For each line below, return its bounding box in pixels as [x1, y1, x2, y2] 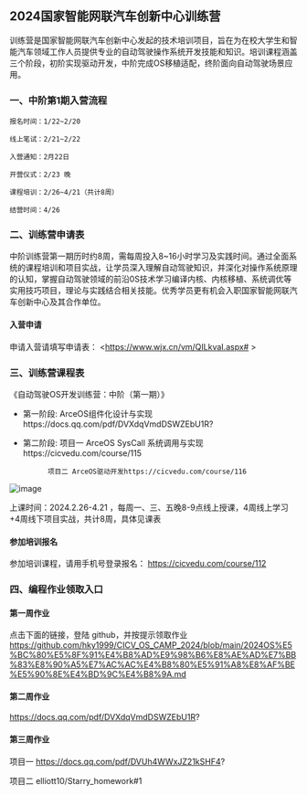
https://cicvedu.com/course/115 [22, 447, 143, 459]
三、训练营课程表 [9, 366, 85, 379]
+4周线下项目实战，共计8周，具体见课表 [9, 513, 162, 524]
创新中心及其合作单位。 [16, 296, 106, 308]
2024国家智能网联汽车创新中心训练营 [9, 8, 221, 25]
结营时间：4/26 [9, 206, 61, 215]
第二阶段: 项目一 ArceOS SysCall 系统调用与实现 [22, 437, 204, 448]
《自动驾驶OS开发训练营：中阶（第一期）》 [9, 388, 169, 399]
